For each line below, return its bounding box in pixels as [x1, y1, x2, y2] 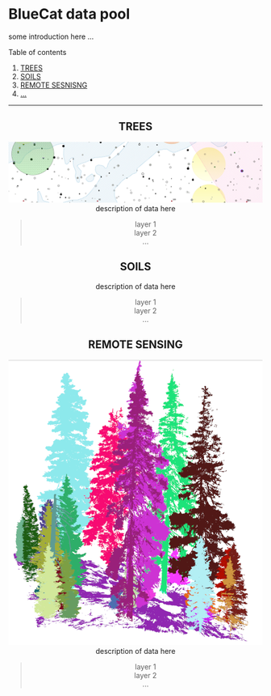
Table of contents [8, 47, 67, 57]
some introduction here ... [8, 32, 94, 41]
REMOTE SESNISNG [19, 80, 88, 90]
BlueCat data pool [8, 5, 131, 23]
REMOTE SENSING [88, 337, 183, 352]
